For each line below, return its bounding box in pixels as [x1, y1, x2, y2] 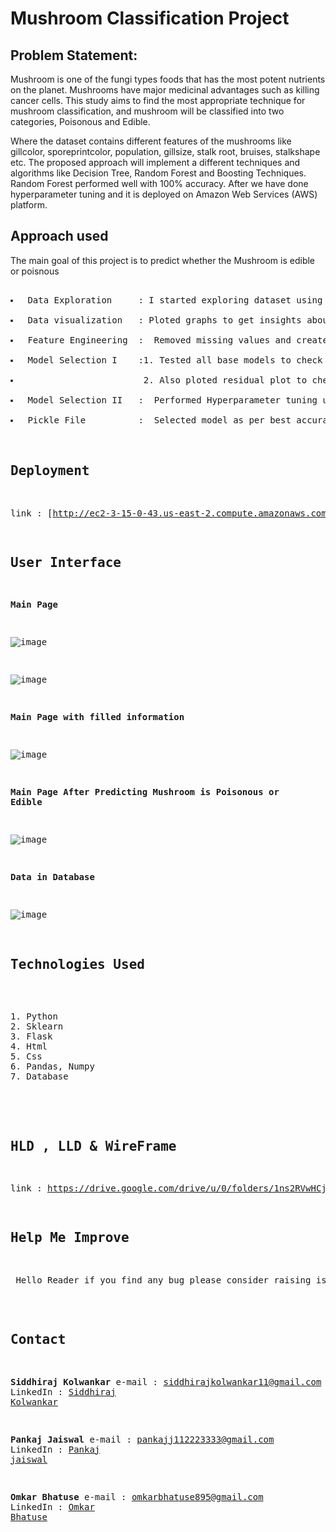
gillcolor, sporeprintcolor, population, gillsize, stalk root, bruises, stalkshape [10, 146, 321, 157]
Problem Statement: [10, 47, 138, 64]
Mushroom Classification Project [10, 7, 290, 30]
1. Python [10, 1011, 58, 1022]
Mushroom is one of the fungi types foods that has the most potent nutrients [10, 73, 326, 85]
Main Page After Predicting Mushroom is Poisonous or [10, 787, 280, 798]
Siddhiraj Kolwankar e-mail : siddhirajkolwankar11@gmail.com [10, 1376, 322, 1387]
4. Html [10, 1041, 48, 1052]
